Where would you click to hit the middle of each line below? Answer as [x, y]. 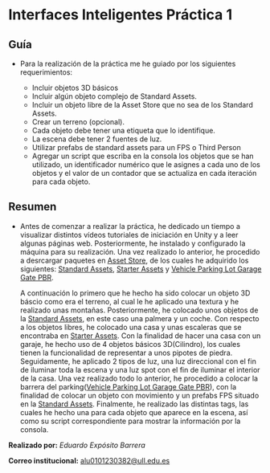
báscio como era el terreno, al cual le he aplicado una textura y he [129, 301]
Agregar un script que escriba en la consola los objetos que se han [143, 156]
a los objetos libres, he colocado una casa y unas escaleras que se [131, 327]
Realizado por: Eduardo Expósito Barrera [77, 445]
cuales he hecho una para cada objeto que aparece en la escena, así [134, 412]
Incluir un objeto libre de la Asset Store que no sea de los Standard [142, 105]
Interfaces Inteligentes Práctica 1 [121, 15]
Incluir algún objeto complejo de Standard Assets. [114, 96]
